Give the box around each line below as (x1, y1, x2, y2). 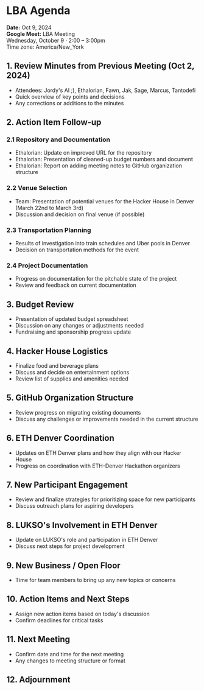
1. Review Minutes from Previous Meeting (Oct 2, (6, 61, 195, 71)
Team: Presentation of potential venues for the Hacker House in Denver (15, 197, 195, 205)
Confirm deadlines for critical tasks (15, 616, 104, 624)
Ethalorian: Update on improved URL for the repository (15, 149, 152, 156)
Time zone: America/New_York (6, 43, 84, 51)
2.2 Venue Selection (6, 184, 68, 192)
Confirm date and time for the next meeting (15, 650, 124, 658)
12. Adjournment (6, 675, 71, 685)
